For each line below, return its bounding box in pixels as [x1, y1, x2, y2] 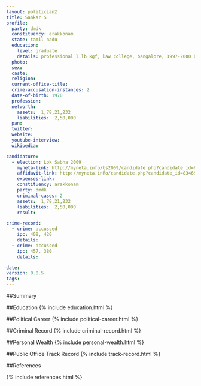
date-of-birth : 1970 [11, 92, 63, 98]
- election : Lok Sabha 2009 [11, 159, 82, 165]
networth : [11, 103, 36, 110]
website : [11, 131, 33, 138]
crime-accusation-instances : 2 [11, 87, 90, 93]
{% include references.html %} [6, 373, 83, 381]
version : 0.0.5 [6, 270, 44, 276]
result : [17, 210, 36, 216]
